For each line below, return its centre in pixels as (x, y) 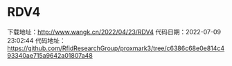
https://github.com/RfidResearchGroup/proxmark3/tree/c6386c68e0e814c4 (116, 48)
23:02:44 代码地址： (36, 40)
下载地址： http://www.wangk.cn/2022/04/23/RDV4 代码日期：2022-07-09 (114, 32)
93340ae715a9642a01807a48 (50, 55)
